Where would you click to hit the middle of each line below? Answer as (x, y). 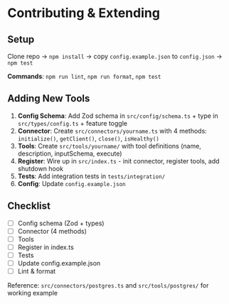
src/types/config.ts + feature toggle (73, 123)
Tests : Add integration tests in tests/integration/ (91, 176)
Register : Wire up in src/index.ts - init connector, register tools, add (118, 161)
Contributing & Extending (84, 13)
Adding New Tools (49, 98)
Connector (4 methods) (52, 231)
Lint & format (37, 271)
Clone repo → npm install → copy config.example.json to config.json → (115, 56)
